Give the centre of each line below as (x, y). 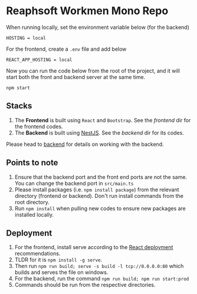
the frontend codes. (39, 126)
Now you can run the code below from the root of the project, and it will (93, 71)
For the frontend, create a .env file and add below (66, 49)
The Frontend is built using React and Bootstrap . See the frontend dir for (103, 120)
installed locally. (34, 214)
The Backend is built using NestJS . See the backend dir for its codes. (99, 133)
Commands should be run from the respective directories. (85, 285)
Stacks (19, 106)
